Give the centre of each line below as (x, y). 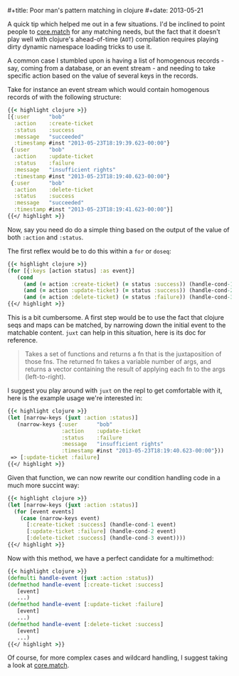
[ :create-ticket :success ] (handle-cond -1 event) (101, 525)
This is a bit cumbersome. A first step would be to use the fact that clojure (116, 317)
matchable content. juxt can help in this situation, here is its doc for (107, 333)
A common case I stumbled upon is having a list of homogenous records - (116, 61)
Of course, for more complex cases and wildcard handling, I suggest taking (118, 657)
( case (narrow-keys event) (60, 518)
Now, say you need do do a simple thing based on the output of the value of (118, 229)
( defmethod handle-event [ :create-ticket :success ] (85, 584)
